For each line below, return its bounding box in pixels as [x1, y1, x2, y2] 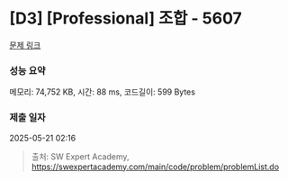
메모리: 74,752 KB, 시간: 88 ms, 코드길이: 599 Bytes [9, 86, 196, 97]
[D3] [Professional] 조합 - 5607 [9, 8, 243, 29]
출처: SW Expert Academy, [31, 150, 130, 162]
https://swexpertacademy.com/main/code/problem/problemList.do [31, 161, 280, 172]
